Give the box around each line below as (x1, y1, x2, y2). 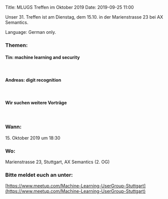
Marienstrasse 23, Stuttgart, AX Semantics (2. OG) (5, 159, 110, 165)
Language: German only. (5, 29, 56, 35)
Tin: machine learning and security (5, 54, 80, 60)
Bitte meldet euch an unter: (5, 171, 73, 178)
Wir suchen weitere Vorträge (5, 99, 67, 105)
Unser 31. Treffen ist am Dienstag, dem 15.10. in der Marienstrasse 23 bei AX (5, 14, 163, 20)
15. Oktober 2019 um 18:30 (5, 135, 60, 141)
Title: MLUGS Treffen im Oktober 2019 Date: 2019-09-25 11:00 (5, 5, 134, 10)
